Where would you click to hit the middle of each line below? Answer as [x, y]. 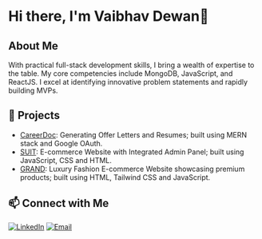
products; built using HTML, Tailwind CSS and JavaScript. [115, 177]
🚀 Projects [34, 116]
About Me [33, 46]
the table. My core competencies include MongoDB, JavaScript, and [121, 74]
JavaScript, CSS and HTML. [65, 160]
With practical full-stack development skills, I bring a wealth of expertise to [131, 65]
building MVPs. [33, 90]
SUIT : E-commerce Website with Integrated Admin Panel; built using [132, 152]
